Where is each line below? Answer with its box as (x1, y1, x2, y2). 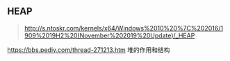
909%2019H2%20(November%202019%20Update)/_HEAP (24, 31, 195, 40)
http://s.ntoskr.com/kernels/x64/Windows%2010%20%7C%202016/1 (24, 24, 224, 32)
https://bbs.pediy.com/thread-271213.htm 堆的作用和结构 (7, 45, 170, 54)
